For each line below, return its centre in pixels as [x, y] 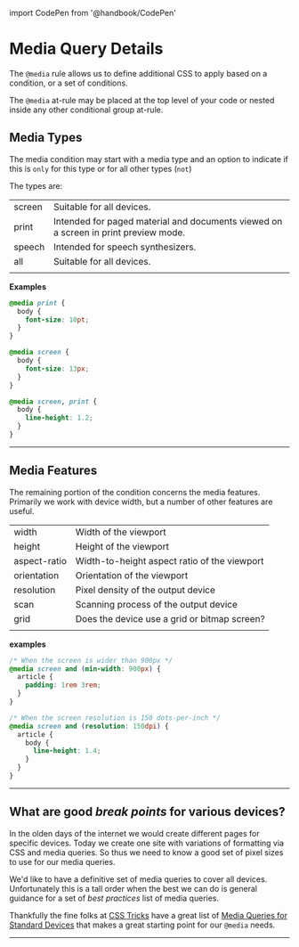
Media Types [46, 138]
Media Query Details [86, 49]
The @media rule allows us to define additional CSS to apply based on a [138, 73]
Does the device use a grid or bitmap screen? [170, 618]
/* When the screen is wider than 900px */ [91, 660]
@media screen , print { [53, 401]
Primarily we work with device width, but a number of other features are [141, 502]
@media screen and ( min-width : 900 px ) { [85, 669]
